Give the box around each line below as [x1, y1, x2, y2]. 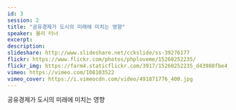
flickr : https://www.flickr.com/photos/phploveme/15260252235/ [7, 56, 197, 63]
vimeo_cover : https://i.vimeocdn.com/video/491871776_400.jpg [7, 75, 193, 83]
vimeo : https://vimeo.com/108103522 [7, 69, 114, 76]
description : [7, 43, 46, 50]
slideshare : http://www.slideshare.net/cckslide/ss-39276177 [7, 50, 190, 57]
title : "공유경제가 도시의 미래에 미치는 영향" [7, 23, 126, 30]
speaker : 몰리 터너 [7, 29, 58, 37]
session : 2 [7, 17, 39, 24]
